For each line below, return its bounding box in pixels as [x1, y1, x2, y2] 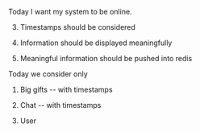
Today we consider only [8, 69, 89, 79]
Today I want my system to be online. [8, 7, 132, 16]
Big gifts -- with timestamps [19, 85, 113, 94]
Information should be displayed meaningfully [19, 38, 173, 47]
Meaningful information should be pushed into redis [19, 54, 193, 63]
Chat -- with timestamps [19, 101, 102, 109]
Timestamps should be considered [19, 23, 135, 31]
